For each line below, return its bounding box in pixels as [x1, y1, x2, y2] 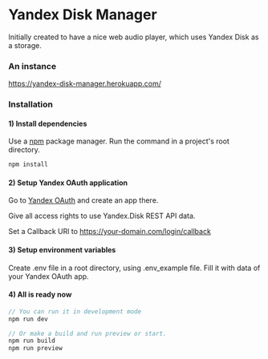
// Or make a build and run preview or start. [8, 329, 167, 337]
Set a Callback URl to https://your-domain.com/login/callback [8, 227, 211, 236]
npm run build [8, 337, 56, 345]
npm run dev [8, 315, 48, 323]
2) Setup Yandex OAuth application [8, 178, 128, 188]
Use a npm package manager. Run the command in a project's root [8, 136, 230, 146]
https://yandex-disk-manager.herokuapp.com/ [8, 79, 162, 89]
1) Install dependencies [8, 119, 87, 128]
